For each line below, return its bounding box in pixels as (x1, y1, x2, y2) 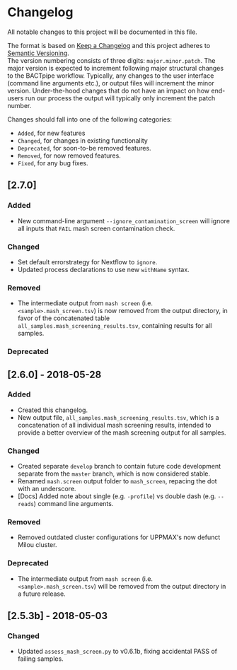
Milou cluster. (17, 541, 57, 549)
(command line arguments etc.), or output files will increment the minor (7, 78, 214, 87)
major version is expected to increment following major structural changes (7, 64, 224, 72)
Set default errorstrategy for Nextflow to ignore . (17, 257, 158, 266)
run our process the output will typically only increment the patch (25, 93, 216, 102)
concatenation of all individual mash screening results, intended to (17, 421, 212, 429)
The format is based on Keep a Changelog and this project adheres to (7, 41, 211, 49)
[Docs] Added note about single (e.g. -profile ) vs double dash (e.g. (17, 492, 216, 500)
